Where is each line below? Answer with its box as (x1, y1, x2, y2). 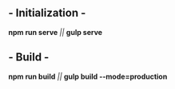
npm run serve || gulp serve (8, 27, 102, 37)
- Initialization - (8, 6, 86, 20)
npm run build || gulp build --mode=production (8, 72, 168, 81)
